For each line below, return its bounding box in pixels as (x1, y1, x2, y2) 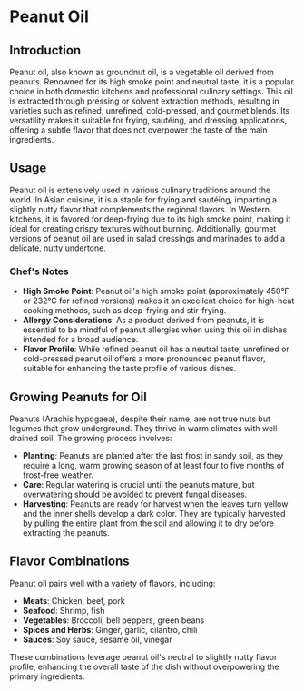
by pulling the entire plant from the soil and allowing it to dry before (22, 518, 274, 528)
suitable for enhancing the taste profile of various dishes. (22, 363, 237, 374)
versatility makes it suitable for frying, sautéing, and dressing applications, (9, 115, 288, 125)
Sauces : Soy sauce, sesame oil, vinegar (22, 634, 172, 645)
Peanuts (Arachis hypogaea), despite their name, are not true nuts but (9, 413, 270, 424)
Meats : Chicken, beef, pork (22, 595, 125, 606)
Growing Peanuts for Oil (9, 389, 147, 405)
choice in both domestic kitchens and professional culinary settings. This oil (9, 86, 293, 96)
